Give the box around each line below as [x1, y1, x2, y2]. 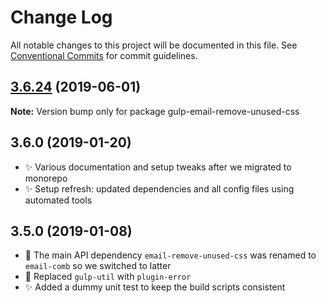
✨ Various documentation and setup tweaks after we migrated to [24, 161, 292, 173]
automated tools [24, 194, 93, 206]
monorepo [24, 172, 68, 184]
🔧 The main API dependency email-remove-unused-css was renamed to [24, 249, 317, 261]
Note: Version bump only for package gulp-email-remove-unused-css [10, 105, 300, 117]
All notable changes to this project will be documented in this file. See [10, 39, 298, 51]
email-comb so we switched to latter [24, 260, 172, 272]
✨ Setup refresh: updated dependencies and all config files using [24, 182, 295, 195]
